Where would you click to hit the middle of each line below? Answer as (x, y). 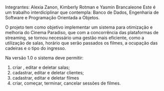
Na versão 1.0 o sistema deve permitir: (44, 58)
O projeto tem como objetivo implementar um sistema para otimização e (79, 27)
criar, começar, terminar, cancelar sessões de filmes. (66, 83)
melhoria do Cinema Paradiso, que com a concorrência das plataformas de (82, 32)
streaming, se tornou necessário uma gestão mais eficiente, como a (75, 38)
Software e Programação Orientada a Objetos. (52, 18)
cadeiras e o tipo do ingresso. (36, 48)
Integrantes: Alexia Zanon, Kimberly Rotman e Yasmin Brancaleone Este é (80, 7)
